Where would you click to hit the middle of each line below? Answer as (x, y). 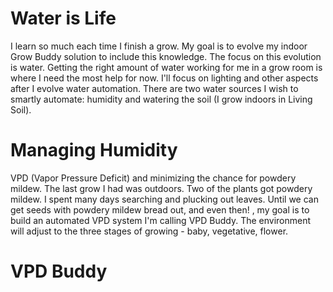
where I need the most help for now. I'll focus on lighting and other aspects (164, 78)
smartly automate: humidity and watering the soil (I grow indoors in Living (161, 99)
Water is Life (63, 18)
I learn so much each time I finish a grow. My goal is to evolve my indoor (159, 46)
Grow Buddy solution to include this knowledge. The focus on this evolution (166, 56)
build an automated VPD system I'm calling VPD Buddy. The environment (161, 220)
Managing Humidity (94, 150)
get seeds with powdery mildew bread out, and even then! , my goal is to (160, 209)
